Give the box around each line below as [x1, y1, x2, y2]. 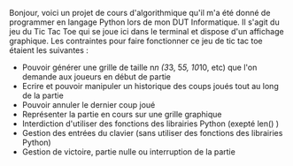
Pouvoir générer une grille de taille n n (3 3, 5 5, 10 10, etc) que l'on [21, 62, 258, 72]
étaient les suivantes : [9, 45, 89, 56]
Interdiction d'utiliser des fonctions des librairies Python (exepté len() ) [21, 118, 280, 129]
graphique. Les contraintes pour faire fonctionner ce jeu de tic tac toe [9, 35, 263, 46]
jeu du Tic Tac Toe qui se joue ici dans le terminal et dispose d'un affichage [9, 26, 285, 36]
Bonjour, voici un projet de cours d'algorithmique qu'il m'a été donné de [9, 8, 271, 18]
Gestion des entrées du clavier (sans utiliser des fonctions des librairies [21, 128, 283, 138]
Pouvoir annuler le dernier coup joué [21, 100, 156, 109]
